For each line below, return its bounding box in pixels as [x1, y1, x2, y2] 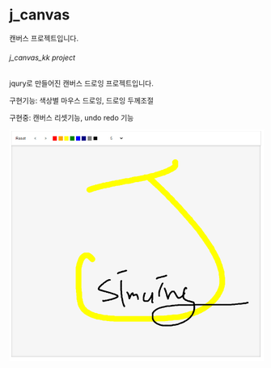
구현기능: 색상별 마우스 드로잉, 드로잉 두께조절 [9, 95, 155, 106]
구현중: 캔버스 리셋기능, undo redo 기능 [9, 113, 134, 123]
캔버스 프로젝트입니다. [9, 33, 79, 43]
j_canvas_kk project [9, 53, 76, 62]
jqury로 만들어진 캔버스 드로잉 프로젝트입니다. [9, 78, 155, 88]
